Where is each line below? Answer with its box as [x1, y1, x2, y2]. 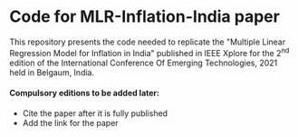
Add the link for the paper [22, 117, 120, 128]
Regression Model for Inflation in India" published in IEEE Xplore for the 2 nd [9, 45, 290, 58]
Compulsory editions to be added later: [9, 88, 160, 99]
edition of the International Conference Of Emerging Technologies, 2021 [9, 57, 278, 68]
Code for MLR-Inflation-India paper [9, 6, 281, 27]
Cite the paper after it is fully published [22, 107, 168, 119]
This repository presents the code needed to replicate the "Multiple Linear [9, 36, 286, 47]
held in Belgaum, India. [9, 66, 95, 78]
